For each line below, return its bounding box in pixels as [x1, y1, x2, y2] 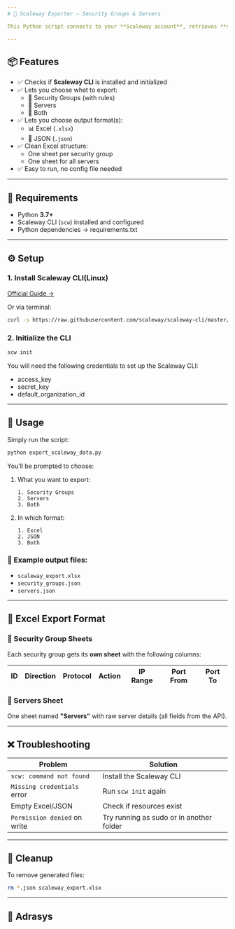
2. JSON [17, 533, 40, 540]
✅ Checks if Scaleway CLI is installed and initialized [17, 78, 168, 86]
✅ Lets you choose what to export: [17, 85, 117, 95]
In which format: [17, 513, 65, 522]
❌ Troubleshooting [7, 738, 91, 750]
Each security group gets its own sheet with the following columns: [7, 649, 201, 659]
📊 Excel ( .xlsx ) [27, 124, 73, 133]
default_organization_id [17, 390, 85, 398]
